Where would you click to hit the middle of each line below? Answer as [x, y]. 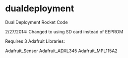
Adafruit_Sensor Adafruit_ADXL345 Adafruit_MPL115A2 [61, 51]
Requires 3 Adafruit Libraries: [35, 41]
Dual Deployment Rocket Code [36, 22]
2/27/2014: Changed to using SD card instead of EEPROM [64, 31]
